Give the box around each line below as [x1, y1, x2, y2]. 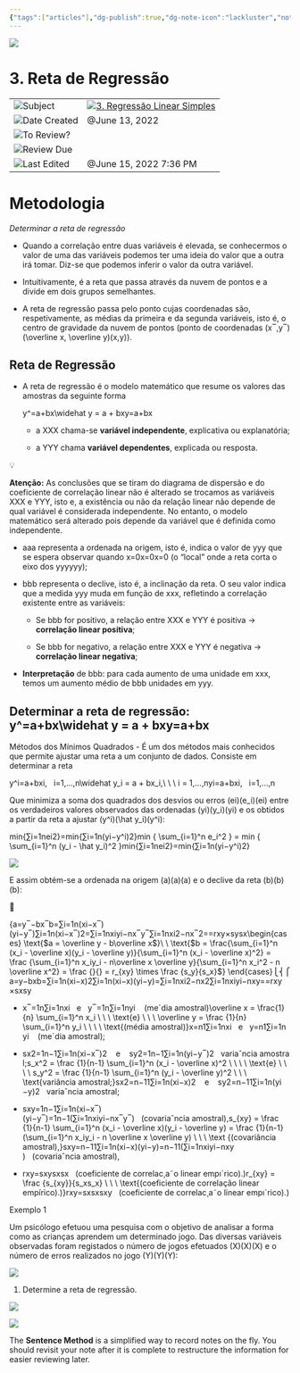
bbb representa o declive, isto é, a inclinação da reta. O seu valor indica [21, 578, 287, 589]
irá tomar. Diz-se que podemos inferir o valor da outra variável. [21, 259, 254, 270]
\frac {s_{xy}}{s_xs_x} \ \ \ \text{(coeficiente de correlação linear [21, 1177, 260, 1188]
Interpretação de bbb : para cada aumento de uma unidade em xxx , [21, 669, 271, 679]
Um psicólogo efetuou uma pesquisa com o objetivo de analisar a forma [9, 1222, 274, 1233]
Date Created [22, 113, 79, 126]
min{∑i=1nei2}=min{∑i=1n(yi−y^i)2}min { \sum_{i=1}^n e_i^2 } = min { [9, 831, 261, 842]
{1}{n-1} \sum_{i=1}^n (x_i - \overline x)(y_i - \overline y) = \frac [21, 1122, 254, 1134]
